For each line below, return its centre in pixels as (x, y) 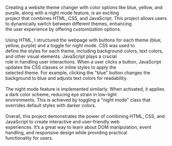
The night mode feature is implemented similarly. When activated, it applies (85, 89)
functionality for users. (29, 138)
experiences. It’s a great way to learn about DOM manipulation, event (78, 127)
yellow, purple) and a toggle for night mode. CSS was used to (70, 45)
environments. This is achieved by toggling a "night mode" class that (78, 100)
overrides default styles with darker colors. (51, 105)
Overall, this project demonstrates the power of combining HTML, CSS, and (85, 116)
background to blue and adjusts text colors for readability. (66, 78)
